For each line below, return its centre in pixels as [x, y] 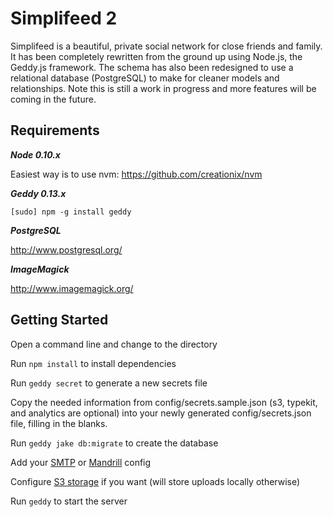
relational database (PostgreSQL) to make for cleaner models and [145, 78]
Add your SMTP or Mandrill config [81, 462]
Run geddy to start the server [69, 501]
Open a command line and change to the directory [114, 344]
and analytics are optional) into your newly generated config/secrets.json [161, 413]
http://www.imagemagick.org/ [72, 288]
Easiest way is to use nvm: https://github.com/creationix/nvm [136, 174]
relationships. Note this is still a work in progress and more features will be [163, 88]
